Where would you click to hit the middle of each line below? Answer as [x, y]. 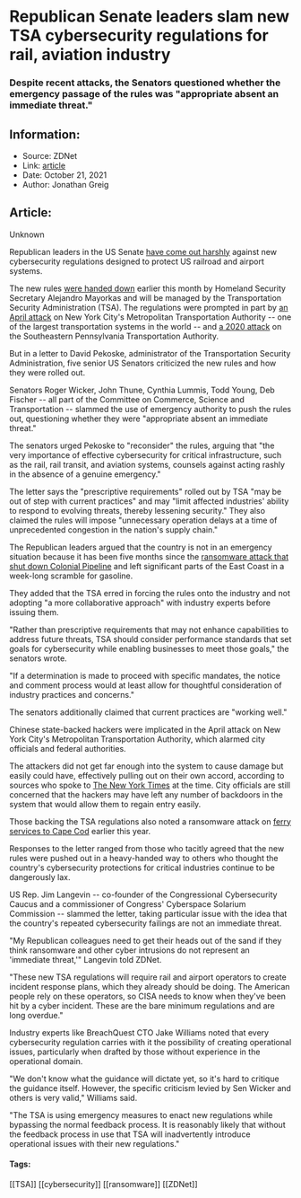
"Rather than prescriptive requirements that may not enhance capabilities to [149, 630]
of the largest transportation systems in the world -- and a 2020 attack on [146, 326]
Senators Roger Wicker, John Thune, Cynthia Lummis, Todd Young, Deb [142, 390]
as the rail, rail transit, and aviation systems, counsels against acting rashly [147, 464]
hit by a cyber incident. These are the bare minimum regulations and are [142, 1005]
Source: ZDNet [50, 155]
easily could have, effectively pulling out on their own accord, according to [147, 775]
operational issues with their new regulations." [95, 1143]
